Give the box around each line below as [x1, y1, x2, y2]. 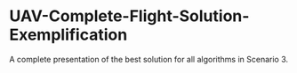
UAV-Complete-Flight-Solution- [9, 6, 250, 26]
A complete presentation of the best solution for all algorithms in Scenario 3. [9, 54, 289, 64]
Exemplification [9, 25, 128, 45]
